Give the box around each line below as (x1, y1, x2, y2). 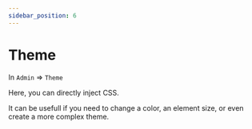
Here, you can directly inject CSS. (8, 88, 120, 97)
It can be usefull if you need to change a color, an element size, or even (8, 103, 244, 112)
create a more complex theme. (8, 111, 110, 121)
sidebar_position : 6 (8, 11, 78, 20)
